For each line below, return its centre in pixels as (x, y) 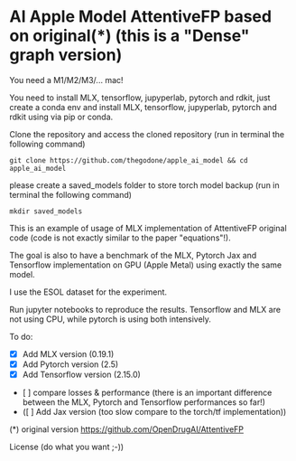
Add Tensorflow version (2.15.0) (82, 375)
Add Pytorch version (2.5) (70, 364)
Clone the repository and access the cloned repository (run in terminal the (147, 134)
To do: (21, 336)
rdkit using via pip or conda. (61, 117)
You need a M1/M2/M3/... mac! (66, 80)
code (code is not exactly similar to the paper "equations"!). (120, 238)
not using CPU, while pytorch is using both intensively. (111, 319)
